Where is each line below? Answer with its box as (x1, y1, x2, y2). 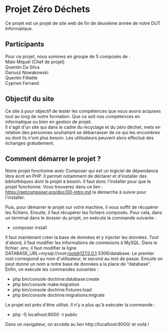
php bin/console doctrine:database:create (12, 276, 100, 282)
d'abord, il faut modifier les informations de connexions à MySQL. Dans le (5, 240, 157, 246)
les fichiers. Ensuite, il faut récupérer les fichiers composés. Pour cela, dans (5, 209, 162, 215)
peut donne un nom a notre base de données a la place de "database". (5, 261, 151, 267)
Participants (5, 40, 44, 49)
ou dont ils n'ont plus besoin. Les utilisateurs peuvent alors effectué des (5, 135, 154, 141)
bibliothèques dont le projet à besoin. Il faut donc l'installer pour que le (5, 178, 151, 184)
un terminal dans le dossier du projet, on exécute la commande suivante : (5, 215, 156, 221)
